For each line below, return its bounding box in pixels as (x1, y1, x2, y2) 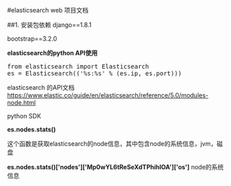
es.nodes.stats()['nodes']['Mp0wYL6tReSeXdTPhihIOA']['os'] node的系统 (7, 163, 224, 171)
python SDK (7, 112, 41, 120)
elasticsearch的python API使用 (7, 49, 98, 57)
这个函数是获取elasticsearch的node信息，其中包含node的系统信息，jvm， (7, 140, 217, 147)
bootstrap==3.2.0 (7, 35, 57, 43)
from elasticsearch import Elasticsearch (7, 63, 150, 71)
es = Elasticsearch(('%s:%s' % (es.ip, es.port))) (7, 70, 182, 77)
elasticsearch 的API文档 (7, 84, 74, 91)
